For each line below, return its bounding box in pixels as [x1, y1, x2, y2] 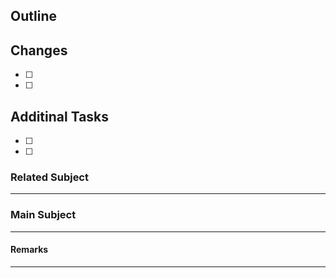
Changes [10, 42, 68, 59]
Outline [10, 8, 57, 25]
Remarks [10, 244, 49, 256]
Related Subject [10, 170, 89, 184]
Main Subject [10, 208, 77, 222]
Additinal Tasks [10, 108, 110, 125]
